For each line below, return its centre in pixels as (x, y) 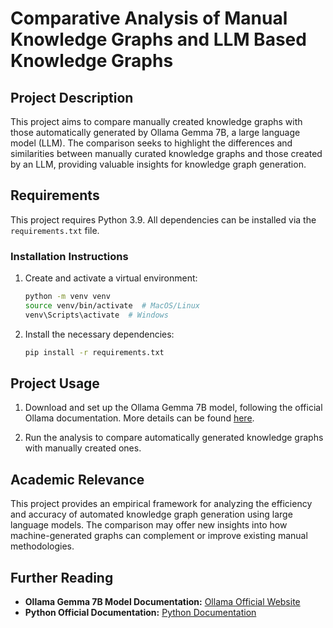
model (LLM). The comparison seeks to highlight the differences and (151, 143)
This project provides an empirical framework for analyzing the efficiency (161, 504)
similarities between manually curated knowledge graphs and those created (166, 153)
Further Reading (62, 577)
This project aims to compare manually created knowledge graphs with (156, 121)
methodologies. (42, 546)
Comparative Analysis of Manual (149, 18)
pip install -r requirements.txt (94, 352)
